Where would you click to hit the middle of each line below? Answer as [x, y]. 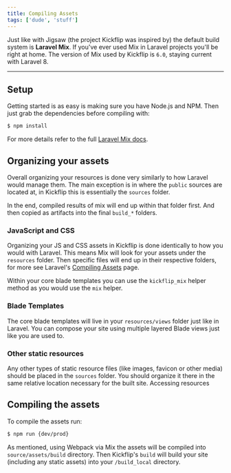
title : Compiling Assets [43, 13]
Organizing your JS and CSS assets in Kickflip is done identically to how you [115, 246]
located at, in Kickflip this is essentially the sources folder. [89, 192]
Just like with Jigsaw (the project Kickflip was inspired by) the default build [113, 39]
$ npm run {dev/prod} [38, 434]
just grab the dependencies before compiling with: [78, 114]
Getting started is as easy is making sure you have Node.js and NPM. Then [113, 106]
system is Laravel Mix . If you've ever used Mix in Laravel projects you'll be [113, 47]
